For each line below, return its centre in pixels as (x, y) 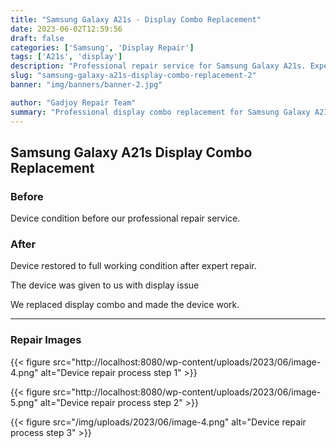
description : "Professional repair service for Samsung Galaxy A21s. (158, 66)
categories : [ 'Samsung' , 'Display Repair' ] (102, 47)
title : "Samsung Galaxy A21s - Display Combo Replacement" (136, 19)
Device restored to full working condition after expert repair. (133, 266)
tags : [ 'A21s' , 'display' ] (66, 57)
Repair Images (46, 340)
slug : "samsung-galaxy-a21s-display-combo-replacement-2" (133, 76)
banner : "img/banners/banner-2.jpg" (86, 85)
